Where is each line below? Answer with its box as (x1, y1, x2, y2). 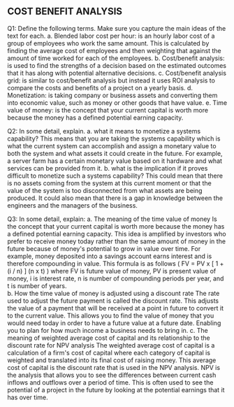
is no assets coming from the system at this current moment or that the (7, 178, 212, 187)
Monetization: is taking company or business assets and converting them (7, 91, 218, 99)
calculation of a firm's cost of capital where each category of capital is (7, 348, 211, 357)
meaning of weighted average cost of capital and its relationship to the (7, 334, 211, 342)
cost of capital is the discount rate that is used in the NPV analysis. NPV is (7, 363, 221, 371)
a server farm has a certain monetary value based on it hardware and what (7, 157, 222, 165)
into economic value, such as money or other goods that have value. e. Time (7, 98, 228, 107)
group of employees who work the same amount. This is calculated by (7, 38, 210, 48)
